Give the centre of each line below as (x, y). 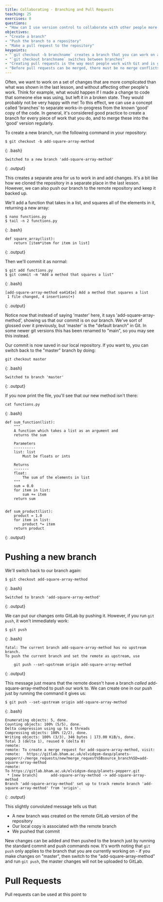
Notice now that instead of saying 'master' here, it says (60, 315)
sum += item (35, 494)
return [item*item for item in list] (52, 243)
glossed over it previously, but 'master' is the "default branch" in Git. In (76, 325)
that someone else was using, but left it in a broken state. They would (74, 97)
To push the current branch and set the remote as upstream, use (72, 656)
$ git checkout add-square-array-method (47, 579)
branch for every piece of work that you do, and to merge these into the (77, 118)
